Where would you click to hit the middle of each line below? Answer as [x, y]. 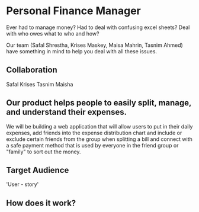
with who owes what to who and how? [53, 33]
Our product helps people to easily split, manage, [99, 103]
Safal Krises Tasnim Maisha [40, 84]
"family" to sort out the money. [44, 152]
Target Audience [38, 170]
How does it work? [41, 203]
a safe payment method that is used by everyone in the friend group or [92, 145]
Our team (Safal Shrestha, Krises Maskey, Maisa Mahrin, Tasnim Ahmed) [95, 45]
